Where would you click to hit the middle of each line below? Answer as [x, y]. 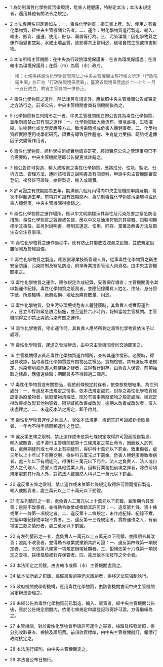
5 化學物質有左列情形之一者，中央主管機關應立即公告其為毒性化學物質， [83, 116]
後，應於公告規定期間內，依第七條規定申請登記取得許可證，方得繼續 [79, 609]
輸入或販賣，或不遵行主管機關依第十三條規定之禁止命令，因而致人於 [79, 443]
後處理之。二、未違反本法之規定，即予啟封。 [55, 409]
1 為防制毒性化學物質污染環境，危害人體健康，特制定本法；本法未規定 [81, 7]
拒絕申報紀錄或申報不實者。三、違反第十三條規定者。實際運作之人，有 [81, 520]
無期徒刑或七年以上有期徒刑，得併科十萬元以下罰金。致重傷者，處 [90, 449]
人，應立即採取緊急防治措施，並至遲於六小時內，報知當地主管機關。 [79, 311]
